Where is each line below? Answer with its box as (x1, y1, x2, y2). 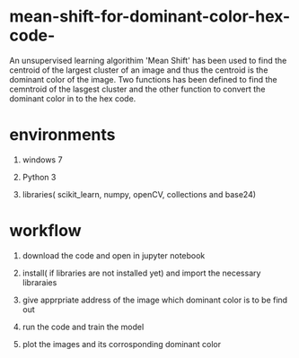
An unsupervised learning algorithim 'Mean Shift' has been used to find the (9, 55, 287, 65)
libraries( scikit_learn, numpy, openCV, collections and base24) (22, 188, 257, 199)
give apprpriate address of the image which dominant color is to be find (22, 294, 288, 305)
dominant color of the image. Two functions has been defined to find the (9, 74, 277, 84)
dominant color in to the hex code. (9, 92, 136, 104)
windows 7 (22, 154, 63, 165)
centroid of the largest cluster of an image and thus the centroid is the (9, 65, 268, 75)
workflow (9, 221, 82, 241)
